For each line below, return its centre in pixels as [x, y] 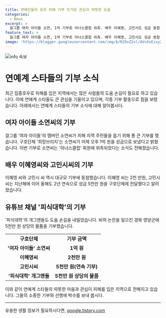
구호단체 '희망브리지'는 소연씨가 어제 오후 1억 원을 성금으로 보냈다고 [84, 141]
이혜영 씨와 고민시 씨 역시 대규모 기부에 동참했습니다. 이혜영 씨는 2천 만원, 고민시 [83, 178]
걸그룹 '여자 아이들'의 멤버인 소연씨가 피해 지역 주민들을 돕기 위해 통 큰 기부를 [80, 135]
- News [16, 19]
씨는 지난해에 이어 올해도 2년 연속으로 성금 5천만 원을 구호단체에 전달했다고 [78, 184]
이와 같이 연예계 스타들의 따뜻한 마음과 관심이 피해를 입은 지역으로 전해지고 [77, 289]
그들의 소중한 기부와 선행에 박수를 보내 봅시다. [60, 295]
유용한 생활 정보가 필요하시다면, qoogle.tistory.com [55, 311]
